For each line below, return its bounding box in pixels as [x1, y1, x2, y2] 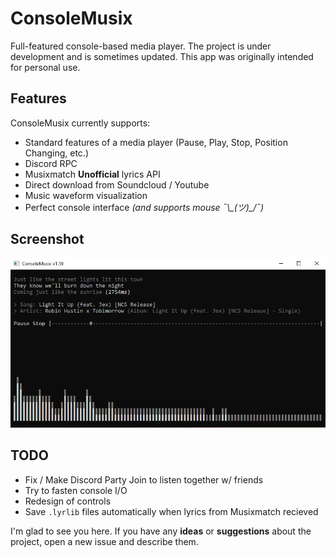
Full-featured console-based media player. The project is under [10, 40, 272, 52]
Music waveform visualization [24, 189, 148, 201]
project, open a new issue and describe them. [10, 535, 199, 547]
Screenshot [10, 231, 85, 248]
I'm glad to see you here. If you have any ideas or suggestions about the [10, 525, 312, 537]
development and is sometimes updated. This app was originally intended [10, 50, 314, 62]
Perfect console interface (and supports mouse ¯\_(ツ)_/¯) [24, 201, 265, 213]
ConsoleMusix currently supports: [10, 117, 151, 129]
